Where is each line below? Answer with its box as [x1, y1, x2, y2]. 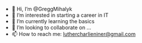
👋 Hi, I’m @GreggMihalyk [11, 6, 72, 12]
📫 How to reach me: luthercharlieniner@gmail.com [11, 31, 136, 37]
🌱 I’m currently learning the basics [11, 18, 95, 24]
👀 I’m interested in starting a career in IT [11, 12, 109, 19]
